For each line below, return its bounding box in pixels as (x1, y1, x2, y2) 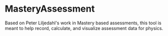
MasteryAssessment (5, 3, 95, 15)
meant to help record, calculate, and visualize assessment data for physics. (5, 25, 163, 31)
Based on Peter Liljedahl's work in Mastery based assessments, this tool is (5, 20, 162, 26)
